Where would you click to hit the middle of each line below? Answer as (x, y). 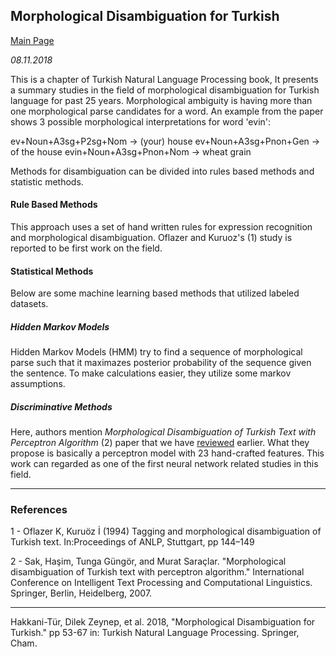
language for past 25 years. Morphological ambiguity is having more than (161, 100)
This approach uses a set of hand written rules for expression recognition (161, 227)
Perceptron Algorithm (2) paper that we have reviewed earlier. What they (160, 443)
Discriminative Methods (61, 406)
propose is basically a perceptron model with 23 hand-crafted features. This (167, 453)
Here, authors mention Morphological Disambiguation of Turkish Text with (163, 432)
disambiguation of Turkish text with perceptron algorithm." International (157, 572)
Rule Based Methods (54, 205)
